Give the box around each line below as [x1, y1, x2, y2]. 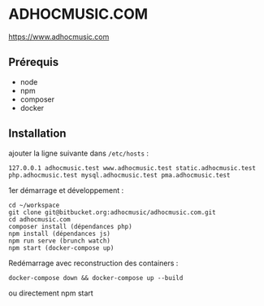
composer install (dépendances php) [8, 222, 132, 230]
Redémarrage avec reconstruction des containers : [8, 258, 179, 268]
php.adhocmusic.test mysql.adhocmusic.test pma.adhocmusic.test [8, 171, 231, 179]
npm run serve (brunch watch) [8, 237, 111, 245]
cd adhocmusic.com [8, 215, 71, 224]
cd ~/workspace [8, 201, 60, 209]
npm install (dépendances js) [8, 229, 111, 238]
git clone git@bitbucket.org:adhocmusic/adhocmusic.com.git [8, 208, 217, 216]
